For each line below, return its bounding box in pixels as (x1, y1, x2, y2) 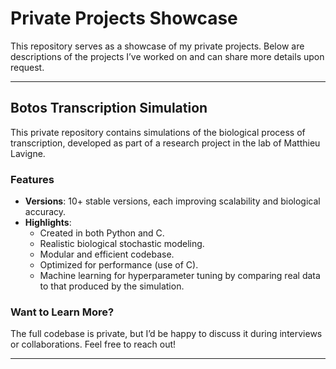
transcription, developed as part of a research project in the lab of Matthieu (10, 137, 321, 149)
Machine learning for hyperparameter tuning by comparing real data (39, 270, 321, 282)
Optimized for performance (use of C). (39, 259, 199, 271)
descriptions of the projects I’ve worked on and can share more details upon (10, 50, 325, 62)
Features (10, 172, 55, 186)
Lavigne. (10, 147, 46, 159)
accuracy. (24, 206, 67, 218)
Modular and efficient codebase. (39, 248, 175, 261)
